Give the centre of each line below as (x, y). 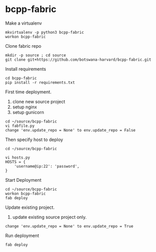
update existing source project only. (49, 217)
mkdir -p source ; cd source (36, 55)
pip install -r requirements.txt (40, 82)
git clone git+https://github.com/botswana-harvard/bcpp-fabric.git (78, 59)
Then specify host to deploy (34, 140)
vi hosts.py (18, 157)
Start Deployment (23, 180)
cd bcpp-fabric (21, 78)
